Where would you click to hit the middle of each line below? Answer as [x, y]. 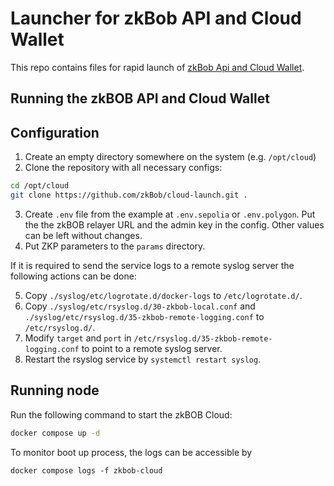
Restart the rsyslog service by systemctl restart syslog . [143, 359]
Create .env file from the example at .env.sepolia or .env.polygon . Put [170, 214]
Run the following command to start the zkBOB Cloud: [121, 414]
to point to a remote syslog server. [152, 348]
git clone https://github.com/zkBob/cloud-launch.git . [129, 195]
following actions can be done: [73, 276]
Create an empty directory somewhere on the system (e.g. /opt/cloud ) [170, 157]
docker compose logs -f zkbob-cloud [86, 470]
